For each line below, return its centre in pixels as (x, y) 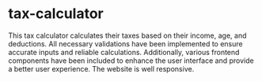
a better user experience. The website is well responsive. (101, 68)
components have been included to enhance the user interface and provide (131, 61)
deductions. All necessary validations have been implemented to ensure (125, 43)
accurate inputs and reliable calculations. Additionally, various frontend (124, 52)
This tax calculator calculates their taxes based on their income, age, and (127, 35)
